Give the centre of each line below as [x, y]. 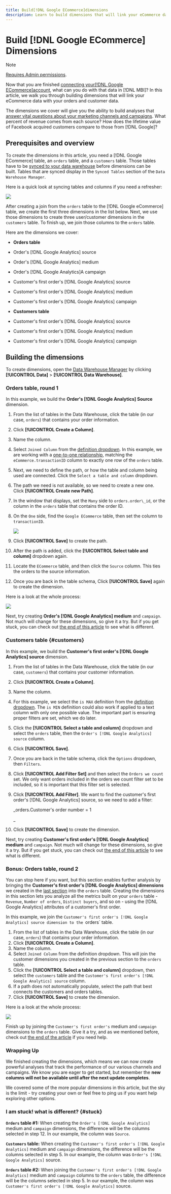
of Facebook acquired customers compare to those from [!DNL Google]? [82, 127]
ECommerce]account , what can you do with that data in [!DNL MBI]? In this [84, 90]
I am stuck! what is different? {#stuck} [54, 1112]
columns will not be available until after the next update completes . [78, 1078]
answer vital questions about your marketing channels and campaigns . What [86, 116]
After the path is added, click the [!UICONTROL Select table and [81, 551]
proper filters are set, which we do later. [55, 718]
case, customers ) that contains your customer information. [74, 672]
